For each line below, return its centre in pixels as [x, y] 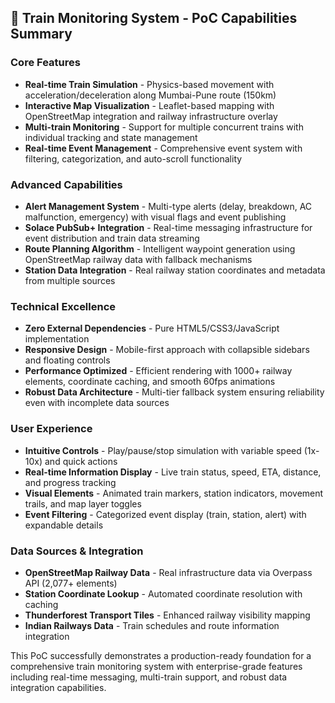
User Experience [51, 429]
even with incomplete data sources [97, 403]
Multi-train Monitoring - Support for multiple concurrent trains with [164, 127]
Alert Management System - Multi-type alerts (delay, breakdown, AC [168, 206]
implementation [57, 339]
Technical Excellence [63, 306]
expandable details [64, 525]
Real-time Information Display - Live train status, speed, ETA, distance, [173, 472]
